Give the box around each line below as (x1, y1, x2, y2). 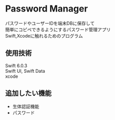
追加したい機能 (5, 89, 52, 98)
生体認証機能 (12, 103, 39, 109)
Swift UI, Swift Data (5, 68, 45, 74)
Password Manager (5, 3, 88, 15)
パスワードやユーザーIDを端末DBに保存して (5, 20, 95, 26)
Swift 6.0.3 (5, 62, 28, 68)
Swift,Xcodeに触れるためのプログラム (5, 33, 83, 39)
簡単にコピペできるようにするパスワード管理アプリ (5, 26, 111, 33)
